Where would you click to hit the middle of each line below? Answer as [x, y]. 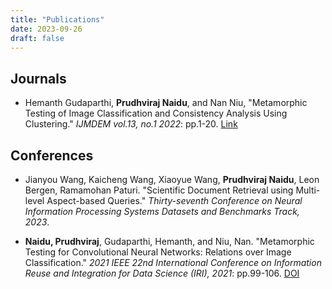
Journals [38, 78]
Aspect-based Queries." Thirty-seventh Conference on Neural [174, 200]
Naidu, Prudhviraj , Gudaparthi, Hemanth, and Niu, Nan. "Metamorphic [169, 241]
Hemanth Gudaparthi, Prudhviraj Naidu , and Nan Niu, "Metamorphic [166, 103]
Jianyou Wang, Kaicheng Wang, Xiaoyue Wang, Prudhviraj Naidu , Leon [172, 179]
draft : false [37, 38]
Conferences [52, 155]
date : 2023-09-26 [46, 29]
